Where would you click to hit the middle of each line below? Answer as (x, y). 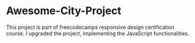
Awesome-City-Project (64, 11)
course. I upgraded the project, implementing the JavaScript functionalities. (98, 33)
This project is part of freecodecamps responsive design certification (90, 27)
